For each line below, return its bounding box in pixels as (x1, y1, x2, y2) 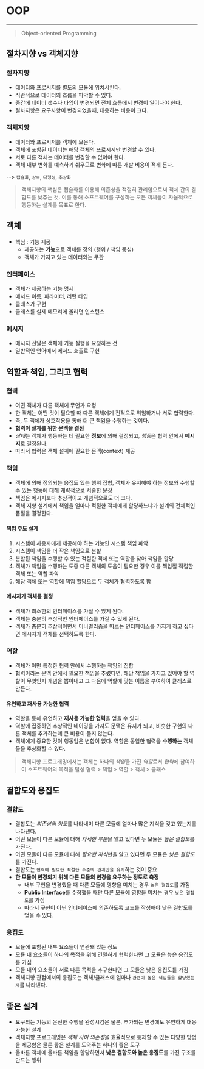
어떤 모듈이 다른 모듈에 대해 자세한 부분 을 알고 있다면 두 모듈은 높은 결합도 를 (15, 835, 195, 842)
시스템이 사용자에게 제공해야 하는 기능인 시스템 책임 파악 (15, 539, 149, 546)
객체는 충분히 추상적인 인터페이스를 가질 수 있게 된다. (15, 615, 140, 622)
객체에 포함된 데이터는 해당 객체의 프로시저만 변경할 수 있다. (15, 146, 157, 153)
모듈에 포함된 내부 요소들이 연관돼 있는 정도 (15, 943, 118, 951)
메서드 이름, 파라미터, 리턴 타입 (15, 293, 89, 300)
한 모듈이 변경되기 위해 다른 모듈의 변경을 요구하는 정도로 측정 (15, 873, 159, 881)
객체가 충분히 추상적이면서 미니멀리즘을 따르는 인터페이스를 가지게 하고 (15, 623, 183, 630)
